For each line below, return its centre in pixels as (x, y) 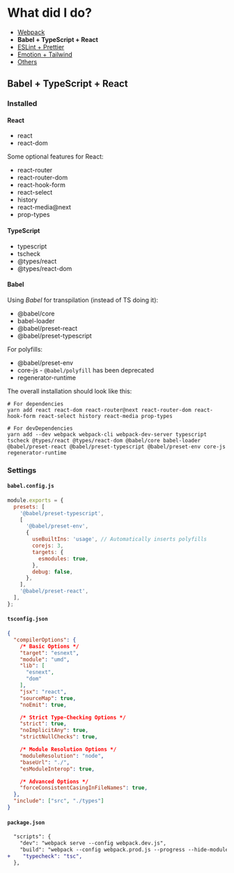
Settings (22, 470)
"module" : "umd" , (45, 659)
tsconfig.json (28, 619)
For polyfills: (25, 349)
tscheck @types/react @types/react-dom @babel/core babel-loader (104, 440)
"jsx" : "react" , (44, 692)
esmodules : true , (63, 559)
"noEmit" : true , (44, 705)
